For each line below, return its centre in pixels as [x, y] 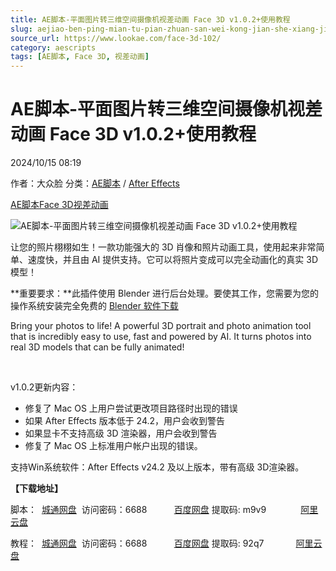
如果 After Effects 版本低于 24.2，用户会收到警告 [125, 421]
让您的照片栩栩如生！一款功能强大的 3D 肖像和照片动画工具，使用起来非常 [163, 247]
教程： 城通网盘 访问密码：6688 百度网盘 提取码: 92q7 [137, 543]
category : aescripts [53, 47]
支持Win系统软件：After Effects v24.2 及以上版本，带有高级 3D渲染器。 [157, 467]
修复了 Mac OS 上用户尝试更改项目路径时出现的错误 [131, 408]
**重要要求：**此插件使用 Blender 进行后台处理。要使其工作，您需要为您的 [164, 293]
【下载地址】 [36, 488]
